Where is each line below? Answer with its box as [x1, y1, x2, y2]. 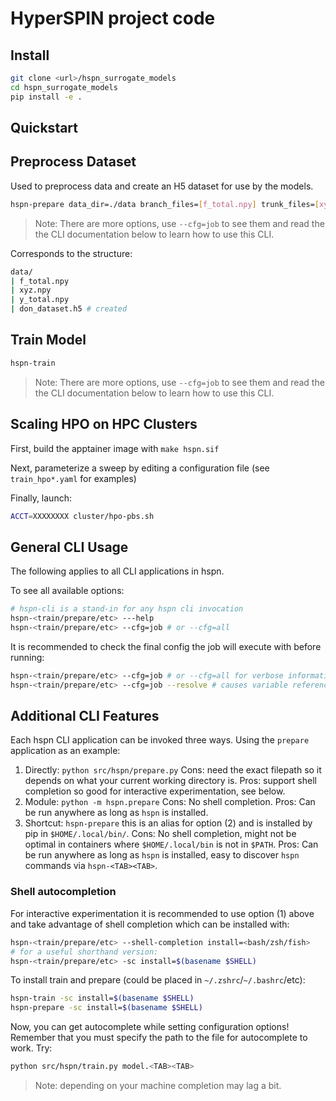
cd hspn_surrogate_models [10, 82, 118, 92]
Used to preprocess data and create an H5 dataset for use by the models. [10, 180, 314, 192]
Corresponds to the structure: [10, 247, 133, 259]
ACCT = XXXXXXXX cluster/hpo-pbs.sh [10, 511, 155, 521]
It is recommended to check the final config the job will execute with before [10, 640, 322, 652]
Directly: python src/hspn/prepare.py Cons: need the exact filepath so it [24, 764, 322, 776]
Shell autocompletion [10, 885, 117, 899]
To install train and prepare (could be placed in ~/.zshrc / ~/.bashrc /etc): [10, 974, 306, 986]
